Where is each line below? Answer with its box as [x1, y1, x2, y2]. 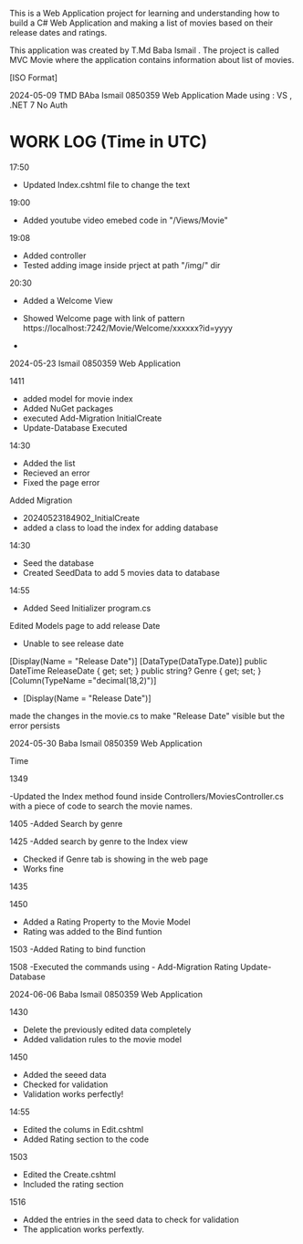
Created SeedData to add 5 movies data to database [22, 567, 221, 578]
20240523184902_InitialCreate [22, 512, 140, 523]
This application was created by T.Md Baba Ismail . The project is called [9, 45, 280, 56]
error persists [9, 720, 61, 731]
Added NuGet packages [22, 402, 114, 413]
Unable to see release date [22, 638, 125, 649]
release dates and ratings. [9, 27, 108, 37]
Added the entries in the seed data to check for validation [22, 1214, 239, 1225]
